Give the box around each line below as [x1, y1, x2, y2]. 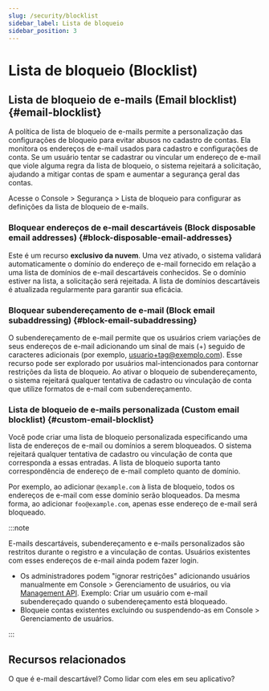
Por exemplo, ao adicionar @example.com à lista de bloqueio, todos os [8, 482, 235, 492]
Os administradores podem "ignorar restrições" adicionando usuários [19, 571, 251, 581]
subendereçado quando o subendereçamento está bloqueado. [19, 597, 227, 607]
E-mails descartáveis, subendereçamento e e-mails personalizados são [8, 539, 245, 548]
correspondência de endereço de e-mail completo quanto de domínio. [8, 466, 241, 476]
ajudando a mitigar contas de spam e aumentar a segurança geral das [8, 169, 240, 179]
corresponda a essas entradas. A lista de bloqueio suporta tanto [8, 458, 221, 468]
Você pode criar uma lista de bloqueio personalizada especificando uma [8, 433, 248, 442]
